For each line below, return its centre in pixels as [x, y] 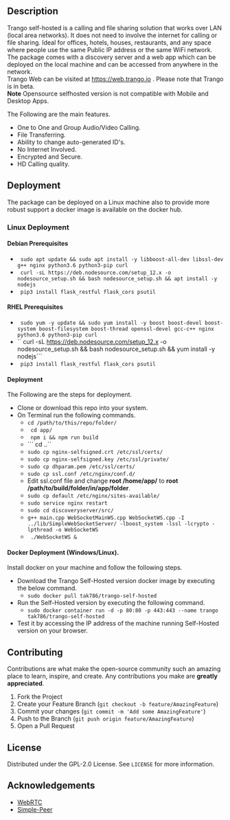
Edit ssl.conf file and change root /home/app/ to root [103, 481]
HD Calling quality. [43, 163]
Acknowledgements [51, 786]
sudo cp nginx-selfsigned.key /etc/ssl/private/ [98, 459]
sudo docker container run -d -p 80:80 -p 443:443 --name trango [123, 611]
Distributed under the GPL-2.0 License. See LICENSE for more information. [111, 764]
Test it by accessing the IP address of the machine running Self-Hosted [118, 624]
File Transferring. [42, 135]
